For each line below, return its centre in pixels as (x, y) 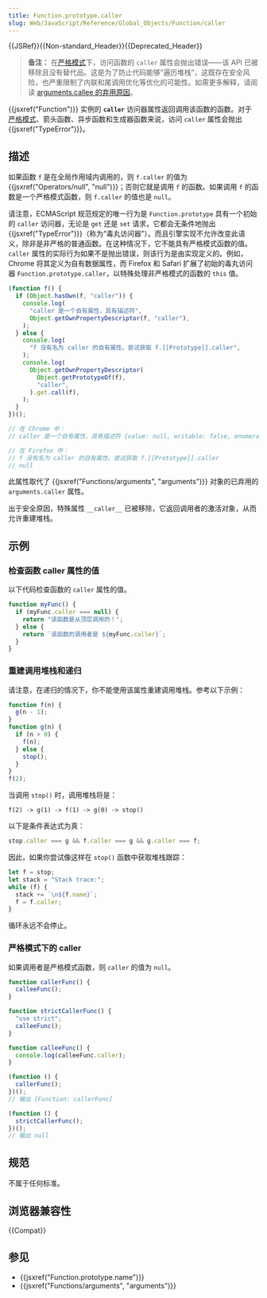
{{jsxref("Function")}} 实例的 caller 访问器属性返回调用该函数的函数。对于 (130, 109)
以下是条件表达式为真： (46, 826)
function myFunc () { (43, 605)
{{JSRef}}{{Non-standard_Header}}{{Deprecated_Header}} (105, 45)
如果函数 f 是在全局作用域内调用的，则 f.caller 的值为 (98, 177)
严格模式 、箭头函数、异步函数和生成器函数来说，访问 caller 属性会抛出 (125, 119)
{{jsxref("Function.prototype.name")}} (82, 1277)
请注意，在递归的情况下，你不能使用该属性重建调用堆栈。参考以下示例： (126, 690)
